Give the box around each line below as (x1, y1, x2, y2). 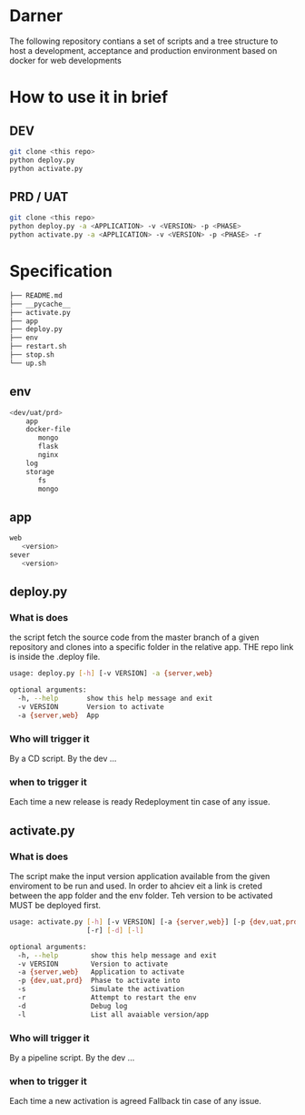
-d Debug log (17, 1001, 128, 1010)
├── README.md (9, 290, 64, 300)
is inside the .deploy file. (9, 652, 101, 663)
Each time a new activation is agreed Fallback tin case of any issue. (9, 1096, 261, 1107)
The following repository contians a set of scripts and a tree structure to (9, 35, 279, 46)
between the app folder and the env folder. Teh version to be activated (9, 890, 273, 901)
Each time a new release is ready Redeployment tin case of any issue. (9, 796, 271, 807)
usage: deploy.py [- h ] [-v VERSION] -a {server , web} (9, 669, 213, 678)
